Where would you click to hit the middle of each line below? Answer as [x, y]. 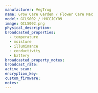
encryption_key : [22, 74]
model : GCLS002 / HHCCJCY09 [34, 19]
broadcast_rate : [22, 64]
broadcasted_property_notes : [35, 60]
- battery [19, 55]
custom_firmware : [23, 78]
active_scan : [18, 69]
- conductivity [25, 51]
